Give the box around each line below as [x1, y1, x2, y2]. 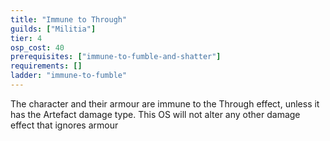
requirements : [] [10, 61, 83, 71]
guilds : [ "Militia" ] [10, 24, 97, 34]
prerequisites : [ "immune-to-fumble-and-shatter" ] [10, 52, 222, 62]
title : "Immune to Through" [10, 14, 128, 25]
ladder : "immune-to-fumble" [10, 71, 128, 81]
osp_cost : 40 [10, 42, 65, 53]
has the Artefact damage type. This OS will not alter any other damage [10, 108, 301, 120]
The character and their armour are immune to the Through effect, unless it [10, 97, 320, 110]
